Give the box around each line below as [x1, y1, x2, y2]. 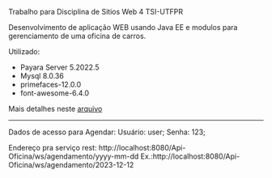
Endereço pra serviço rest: [8, 143, 97, 152]
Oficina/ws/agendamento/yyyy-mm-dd [8, 151, 139, 161]
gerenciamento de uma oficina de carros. [8, 32, 147, 40]
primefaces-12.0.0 [19, 80, 82, 89]
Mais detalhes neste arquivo [8, 104, 103, 113]
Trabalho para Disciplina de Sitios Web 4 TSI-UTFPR [8, 7, 184, 16]
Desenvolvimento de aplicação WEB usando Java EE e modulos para [8, 23, 238, 32]
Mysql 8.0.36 [19, 71, 65, 80]
